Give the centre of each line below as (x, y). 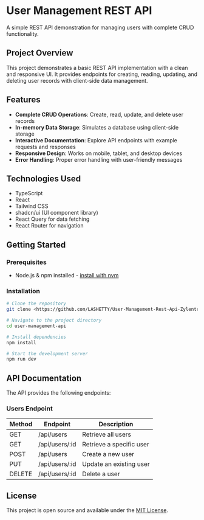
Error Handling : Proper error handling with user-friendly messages (99, 159)
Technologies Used (43, 179)
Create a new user (108, 454)
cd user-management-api (36, 326)
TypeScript (29, 193)
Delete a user (101, 474)
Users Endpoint (29, 409)
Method (21, 425)
